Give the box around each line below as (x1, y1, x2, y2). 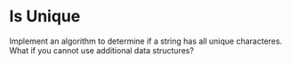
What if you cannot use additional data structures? (9, 45, 194, 55)
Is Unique (9, 6, 81, 27)
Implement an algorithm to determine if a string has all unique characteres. (9, 36, 283, 46)
